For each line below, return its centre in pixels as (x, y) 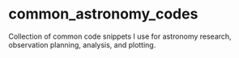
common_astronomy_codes (103, 14)
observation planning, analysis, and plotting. (82, 44)
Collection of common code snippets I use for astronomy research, (120, 36)
